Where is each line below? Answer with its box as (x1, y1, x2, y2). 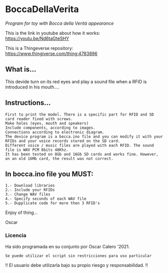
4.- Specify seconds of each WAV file (5, 196, 87, 201)
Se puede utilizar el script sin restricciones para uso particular (5, 253, 152, 258)
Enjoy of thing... (5, 209, 38, 215)
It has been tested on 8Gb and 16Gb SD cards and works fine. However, (5, 151, 158, 157)
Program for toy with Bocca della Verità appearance (5, 20, 114, 26)
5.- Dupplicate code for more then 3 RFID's (5, 201, 100, 206)
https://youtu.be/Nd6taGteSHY (5, 35, 69, 41)
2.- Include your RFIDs (5, 188, 55, 193)
